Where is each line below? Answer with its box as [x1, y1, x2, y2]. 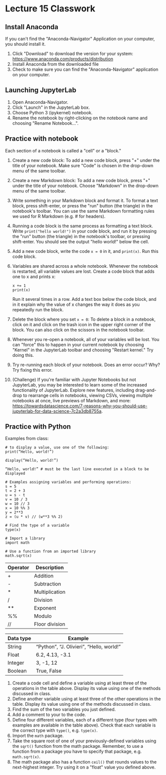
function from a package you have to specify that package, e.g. [12, 748, 142, 755]
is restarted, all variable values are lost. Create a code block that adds [12, 268, 155, 274]
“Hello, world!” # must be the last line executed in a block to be [5, 467, 149, 472]
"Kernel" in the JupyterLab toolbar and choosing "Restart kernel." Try [12, 347, 154, 353]
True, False [36, 668, 62, 675]
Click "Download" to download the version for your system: [12, 50, 133, 56]
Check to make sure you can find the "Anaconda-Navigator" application [12, 66, 159, 72]
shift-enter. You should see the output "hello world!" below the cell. [12, 239, 149, 244]
